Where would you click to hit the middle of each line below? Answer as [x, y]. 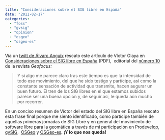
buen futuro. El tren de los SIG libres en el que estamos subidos [82, 91]
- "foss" [18, 23]
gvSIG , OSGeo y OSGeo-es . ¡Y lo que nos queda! [56, 132]
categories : [17, 19]
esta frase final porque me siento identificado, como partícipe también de [79, 116]
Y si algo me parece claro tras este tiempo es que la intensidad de [84, 75]
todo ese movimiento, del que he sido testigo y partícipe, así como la [87, 81]
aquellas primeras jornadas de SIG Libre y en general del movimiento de [78, 121]
